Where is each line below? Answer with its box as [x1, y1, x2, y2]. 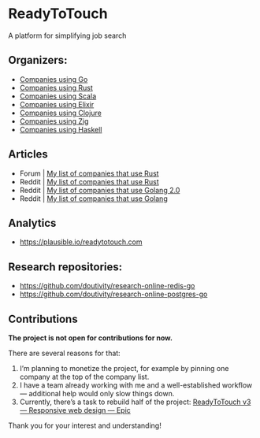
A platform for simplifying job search [8, 31, 127, 40]
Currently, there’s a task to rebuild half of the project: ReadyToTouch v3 [19, 397, 251, 406]
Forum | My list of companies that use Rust [19, 169, 159, 178]
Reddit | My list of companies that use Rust [19, 176, 159, 186]
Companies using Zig [19, 116, 89, 126]
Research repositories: [8, 260, 123, 273]
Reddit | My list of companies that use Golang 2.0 [19, 185, 180, 195]
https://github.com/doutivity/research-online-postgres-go [19, 289, 208, 299]
